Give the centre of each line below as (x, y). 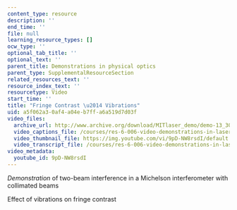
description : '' (31, 20)
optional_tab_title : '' (42, 54)
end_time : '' (26, 27)
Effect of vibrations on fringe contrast (62, 199)
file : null (23, 33)
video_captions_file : (45, 132)
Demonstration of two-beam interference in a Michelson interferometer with (118, 178)
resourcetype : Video (38, 92)
